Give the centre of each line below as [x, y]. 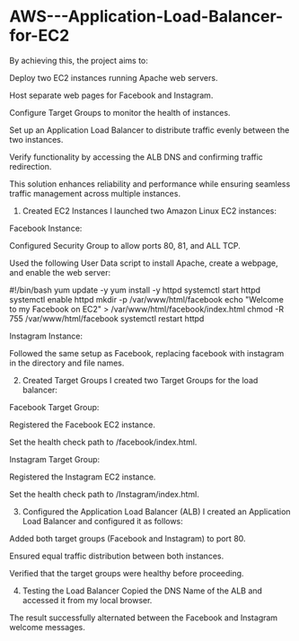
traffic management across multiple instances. [95, 193]
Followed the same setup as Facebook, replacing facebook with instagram [147, 353]
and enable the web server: [60, 272]
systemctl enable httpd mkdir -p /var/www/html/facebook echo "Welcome [147, 299]
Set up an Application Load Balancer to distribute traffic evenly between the [149, 130]
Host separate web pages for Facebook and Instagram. [111, 95]
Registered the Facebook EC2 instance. [82, 425]
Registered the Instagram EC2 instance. [83, 477]
